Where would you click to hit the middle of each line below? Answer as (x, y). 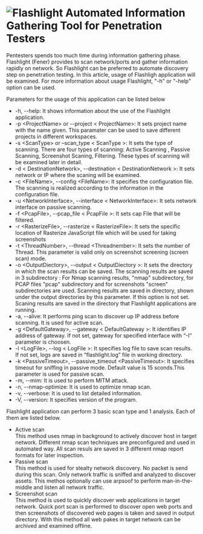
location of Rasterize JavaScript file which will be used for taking (95, 233)
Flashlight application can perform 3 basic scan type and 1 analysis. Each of (101, 411)
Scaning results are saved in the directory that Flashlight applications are (106, 303)
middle (24, 487)
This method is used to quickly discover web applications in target (97, 500)
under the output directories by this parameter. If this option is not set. (102, 297)
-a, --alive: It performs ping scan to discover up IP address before (97, 316)
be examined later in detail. (49, 162)
